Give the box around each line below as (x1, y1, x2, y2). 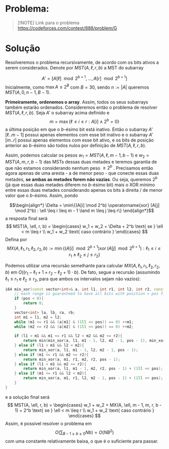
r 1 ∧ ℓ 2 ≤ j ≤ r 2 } (68, 252, 101, 259)
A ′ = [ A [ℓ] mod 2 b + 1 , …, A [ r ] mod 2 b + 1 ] (42, 74, 127, 81)
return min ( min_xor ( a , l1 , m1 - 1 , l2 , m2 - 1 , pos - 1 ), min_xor (23, 338, 165, 343)
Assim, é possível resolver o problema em (5, 420, 92, 426)
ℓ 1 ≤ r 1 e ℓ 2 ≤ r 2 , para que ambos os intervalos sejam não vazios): (5, 275, 141, 283)
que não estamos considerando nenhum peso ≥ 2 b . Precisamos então (5, 164, 153, 171)
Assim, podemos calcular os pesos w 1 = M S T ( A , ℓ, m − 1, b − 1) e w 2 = (5, 152, 149, 159)
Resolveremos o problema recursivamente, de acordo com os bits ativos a (5, 59, 159, 65)
